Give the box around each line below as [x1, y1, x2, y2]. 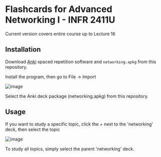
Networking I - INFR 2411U [5, 14, 115, 26]
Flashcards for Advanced [5, 4, 112, 15]
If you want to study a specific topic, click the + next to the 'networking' [5, 121, 153, 127]
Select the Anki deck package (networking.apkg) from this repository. [5, 93, 149, 99]
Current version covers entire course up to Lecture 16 [5, 31, 115, 37]
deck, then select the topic [5, 126, 60, 132]
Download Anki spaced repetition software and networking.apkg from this [5, 59, 156, 65]
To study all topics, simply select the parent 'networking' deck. [5, 145, 134, 151]
